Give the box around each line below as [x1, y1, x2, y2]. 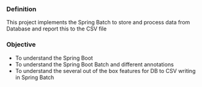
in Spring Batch [15, 74, 54, 81]
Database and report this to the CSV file [6, 25, 107, 32]
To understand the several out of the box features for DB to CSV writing [15, 67, 196, 74]
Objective [6, 40, 36, 49]
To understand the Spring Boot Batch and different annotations [15, 60, 174, 68]
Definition [6, 5, 37, 13]
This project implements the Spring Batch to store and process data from [6, 19, 190, 26]
